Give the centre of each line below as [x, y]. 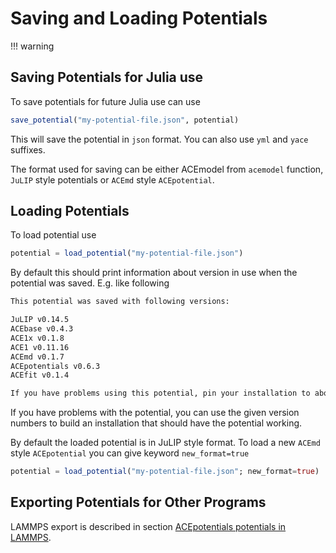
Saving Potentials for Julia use [107, 77]
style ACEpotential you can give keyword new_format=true [130, 453]
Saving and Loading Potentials [139, 18]
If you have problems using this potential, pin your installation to [160, 393]
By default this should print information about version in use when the [154, 273]
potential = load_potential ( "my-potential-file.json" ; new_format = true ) [165, 472]
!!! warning [32, 46]
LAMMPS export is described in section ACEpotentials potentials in [148, 526]
